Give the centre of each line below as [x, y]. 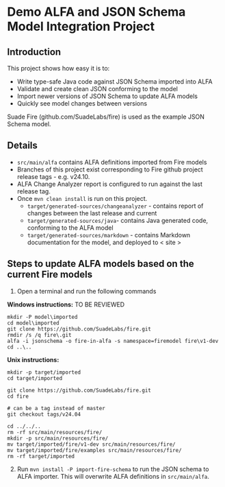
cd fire [18, 396]
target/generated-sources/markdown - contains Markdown [109, 235]
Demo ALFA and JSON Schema [96, 12]
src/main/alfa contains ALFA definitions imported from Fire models [112, 162]
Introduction [34, 52]
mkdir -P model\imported [42, 317]
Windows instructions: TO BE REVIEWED [66, 304]
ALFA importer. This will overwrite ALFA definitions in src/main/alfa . [113, 476]
